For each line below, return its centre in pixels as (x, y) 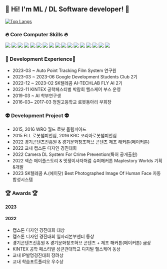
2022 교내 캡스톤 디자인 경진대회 (44, 148)
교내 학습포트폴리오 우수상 (38, 261)
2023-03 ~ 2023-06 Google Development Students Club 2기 (75, 77)
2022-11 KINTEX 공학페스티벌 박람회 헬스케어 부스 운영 (66, 89)
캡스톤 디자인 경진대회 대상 (38, 230)
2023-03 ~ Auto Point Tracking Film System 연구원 (64, 70)
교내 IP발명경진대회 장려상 (38, 255)
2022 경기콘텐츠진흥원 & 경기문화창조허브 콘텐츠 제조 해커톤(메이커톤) (81, 142)
